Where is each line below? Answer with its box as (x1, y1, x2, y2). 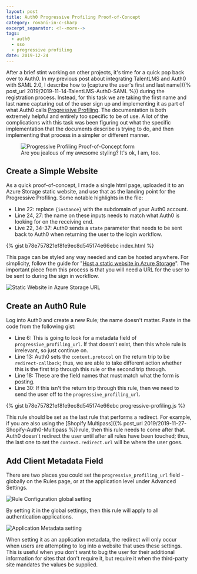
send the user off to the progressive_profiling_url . (14, 391, 141, 398)
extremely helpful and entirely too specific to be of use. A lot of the (6, 113, 169, 120)
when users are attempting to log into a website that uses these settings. (6, 542, 182, 549)
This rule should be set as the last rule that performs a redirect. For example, (6, 414, 192, 421)
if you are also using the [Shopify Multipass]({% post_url (6, 420, 143, 427)
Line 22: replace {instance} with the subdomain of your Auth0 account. (14, 206, 188, 213)
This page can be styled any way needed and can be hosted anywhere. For (6, 254, 189, 261)
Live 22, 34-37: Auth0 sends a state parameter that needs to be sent (14, 225, 182, 232)
